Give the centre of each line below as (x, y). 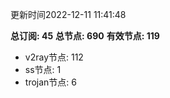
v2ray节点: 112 (54, 57)
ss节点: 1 (43, 69)
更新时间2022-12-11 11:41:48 (68, 14)
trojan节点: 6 (50, 82)
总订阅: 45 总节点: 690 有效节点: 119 (85, 36)
